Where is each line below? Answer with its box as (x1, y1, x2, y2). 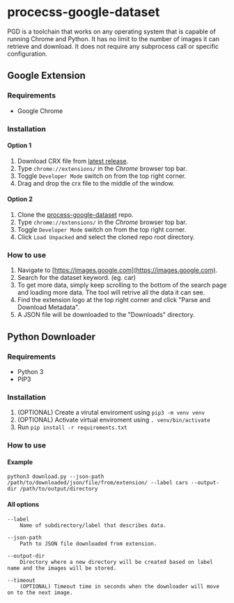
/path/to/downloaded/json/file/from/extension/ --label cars (7, 479, 189, 486)
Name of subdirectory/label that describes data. (19, 521, 167, 529)
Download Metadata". (17, 303, 80, 311)
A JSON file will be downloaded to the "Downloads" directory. (17, 311, 195, 319)
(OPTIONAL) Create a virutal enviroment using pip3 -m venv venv (17, 408, 205, 417)
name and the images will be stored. (7, 565, 117, 572)
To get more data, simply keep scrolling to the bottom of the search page (17, 281, 227, 290)
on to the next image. (7, 589, 73, 596)
